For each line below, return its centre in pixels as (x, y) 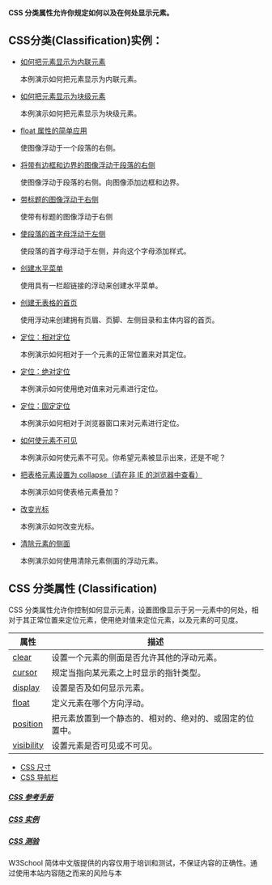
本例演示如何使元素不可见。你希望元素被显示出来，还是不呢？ (123, 457)
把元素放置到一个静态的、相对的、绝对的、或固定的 (149, 718)
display (26, 687)
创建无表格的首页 (49, 302)
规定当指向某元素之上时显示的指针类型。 (129, 673)
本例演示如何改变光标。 (59, 526)
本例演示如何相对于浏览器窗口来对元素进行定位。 (102, 423)
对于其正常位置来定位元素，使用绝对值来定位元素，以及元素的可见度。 (125, 619)
